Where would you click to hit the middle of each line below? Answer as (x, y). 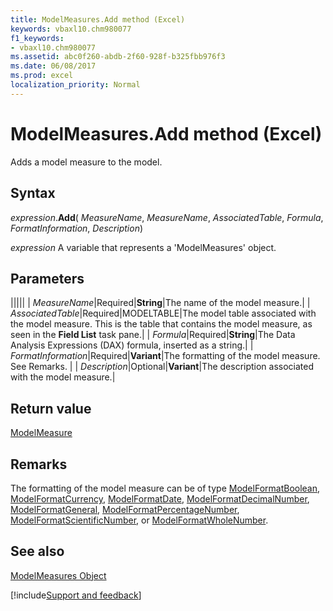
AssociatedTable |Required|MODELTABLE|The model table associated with (163, 313)
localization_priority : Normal (75, 85)
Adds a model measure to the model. (86, 162)
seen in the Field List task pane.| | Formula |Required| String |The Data (153, 335)
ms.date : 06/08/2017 (53, 66)
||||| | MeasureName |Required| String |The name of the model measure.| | (160, 303)
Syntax (33, 193)
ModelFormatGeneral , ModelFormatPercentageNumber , (125, 509)
